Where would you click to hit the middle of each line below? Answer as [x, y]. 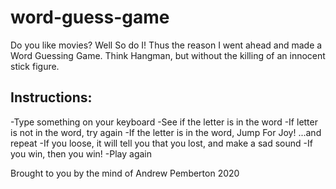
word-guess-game [90, 17]
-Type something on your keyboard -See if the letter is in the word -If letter [164, 122]
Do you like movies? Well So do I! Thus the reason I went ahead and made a [166, 45]
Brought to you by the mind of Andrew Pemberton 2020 [125, 173]
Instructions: [51, 97]
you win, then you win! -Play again [81, 153]
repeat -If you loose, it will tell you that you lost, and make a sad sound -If [161, 143]
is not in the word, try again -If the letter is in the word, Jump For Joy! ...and [166, 132]
